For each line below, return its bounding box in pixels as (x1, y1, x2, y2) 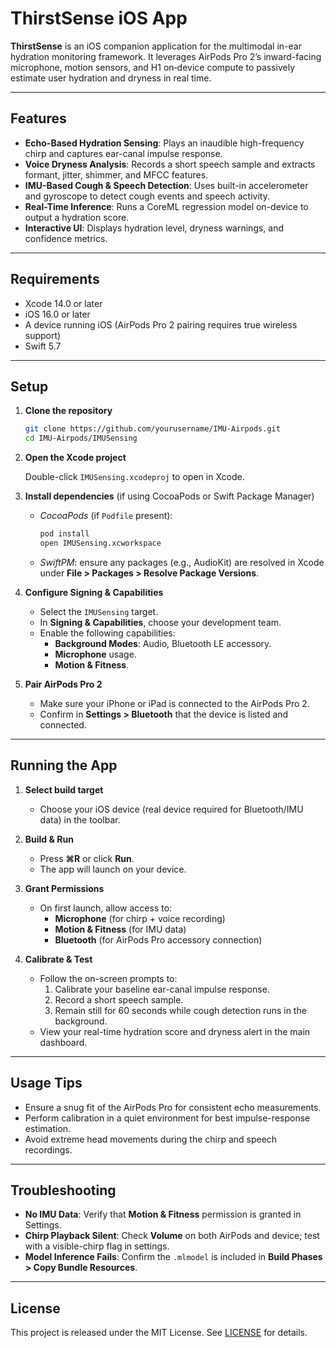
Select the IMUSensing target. (39, 605, 159, 617)
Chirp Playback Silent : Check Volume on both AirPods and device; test (24, 1230, 320, 1242)
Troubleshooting (10, 1182, 117, 1199)
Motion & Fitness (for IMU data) (54, 923, 187, 935)
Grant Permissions (24, 882, 105, 894)
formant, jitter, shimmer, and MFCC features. (24, 168, 209, 181)
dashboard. (39, 1036, 88, 1048)
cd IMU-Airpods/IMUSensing (24, 433, 138, 444)
